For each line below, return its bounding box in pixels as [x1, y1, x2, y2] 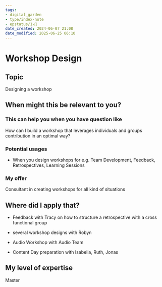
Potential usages [5, 145, 47, 152]
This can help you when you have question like [5, 116, 122, 123]
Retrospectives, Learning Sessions [12, 162, 85, 168]
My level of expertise [5, 264, 73, 272]
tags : [5, 7, 17, 13]
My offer [5, 175, 27, 182]
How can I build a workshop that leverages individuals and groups [5, 127, 142, 133]
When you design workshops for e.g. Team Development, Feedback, [12, 157, 155, 163]
